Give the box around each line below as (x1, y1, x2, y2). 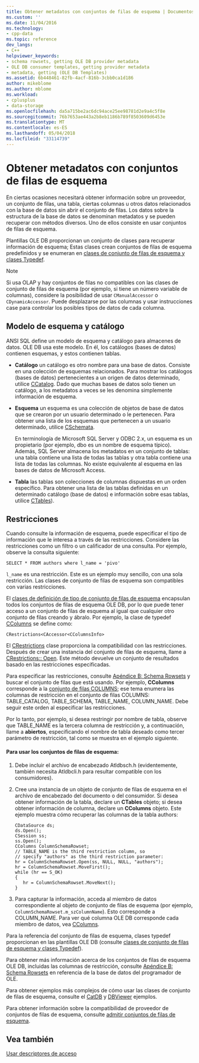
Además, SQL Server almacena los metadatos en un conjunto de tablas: (14, 447, 190, 455)
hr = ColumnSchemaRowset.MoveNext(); (23, 879, 116, 886)
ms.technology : (6, 25, 44, 32)
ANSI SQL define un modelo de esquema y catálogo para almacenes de (6, 337, 181, 344)
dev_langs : (6, 42, 33, 48)
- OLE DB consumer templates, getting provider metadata (6, 64, 150, 70)
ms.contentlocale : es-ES (6, 125, 68, 131)
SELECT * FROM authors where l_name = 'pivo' (6, 560, 120, 567)
